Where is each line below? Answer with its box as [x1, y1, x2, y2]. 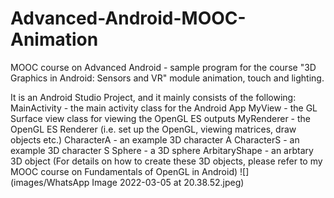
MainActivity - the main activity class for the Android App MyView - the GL [10, 102, 318, 114]
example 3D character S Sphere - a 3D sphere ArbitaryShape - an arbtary [10, 144, 314, 156]
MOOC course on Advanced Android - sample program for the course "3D [10, 61, 317, 73]
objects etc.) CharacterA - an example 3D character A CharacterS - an [10, 133, 300, 146]
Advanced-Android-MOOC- [10, 7, 247, 30]
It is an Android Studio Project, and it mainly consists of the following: [10, 91, 297, 103]
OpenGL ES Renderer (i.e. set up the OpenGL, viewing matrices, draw [10, 123, 297, 135]
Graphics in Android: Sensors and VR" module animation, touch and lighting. [10, 72, 325, 84]
